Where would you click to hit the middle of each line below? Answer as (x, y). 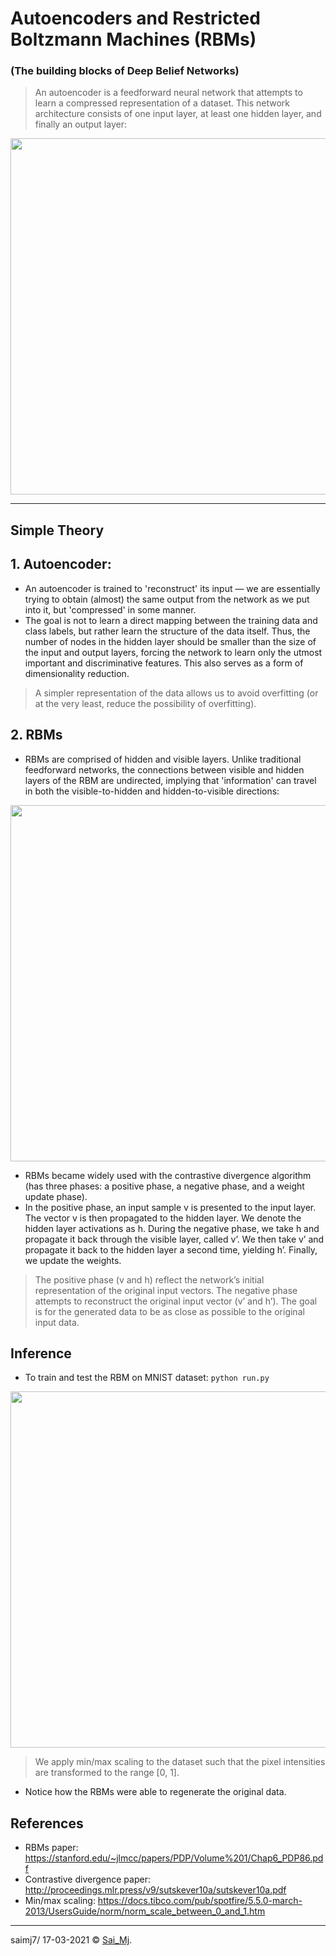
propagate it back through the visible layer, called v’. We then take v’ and (174, 1239)
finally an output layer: (80, 124)
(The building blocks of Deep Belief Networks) (125, 71)
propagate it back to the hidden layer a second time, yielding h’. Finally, (171, 1249)
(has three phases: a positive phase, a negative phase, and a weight (164, 1186)
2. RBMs (36, 735)
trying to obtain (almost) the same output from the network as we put (167, 599)
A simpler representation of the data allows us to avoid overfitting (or (176, 693)
